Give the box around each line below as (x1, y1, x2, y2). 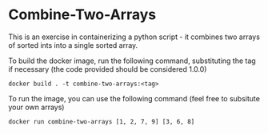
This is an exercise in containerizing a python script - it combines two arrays (8, 32, 260, 41)
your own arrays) (8, 102, 65, 112)
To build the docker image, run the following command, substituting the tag (8, 56, 256, 65)
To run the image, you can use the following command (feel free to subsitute (8, 93, 260, 103)
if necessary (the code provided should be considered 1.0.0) (8, 64, 207, 73)
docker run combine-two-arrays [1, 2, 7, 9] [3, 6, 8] (8, 117, 195, 125)
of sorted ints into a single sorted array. (8, 40, 138, 49)
